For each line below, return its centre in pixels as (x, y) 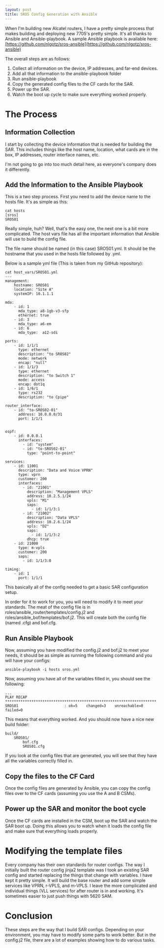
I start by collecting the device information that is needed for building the (79, 144)
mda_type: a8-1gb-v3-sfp (43, 311)
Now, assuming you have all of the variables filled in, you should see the (78, 679)
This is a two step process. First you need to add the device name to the (78, 197)
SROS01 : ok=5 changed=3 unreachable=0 (74, 706)
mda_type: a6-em (35, 324)
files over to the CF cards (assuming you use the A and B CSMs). (70, 793)
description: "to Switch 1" (47, 376)
